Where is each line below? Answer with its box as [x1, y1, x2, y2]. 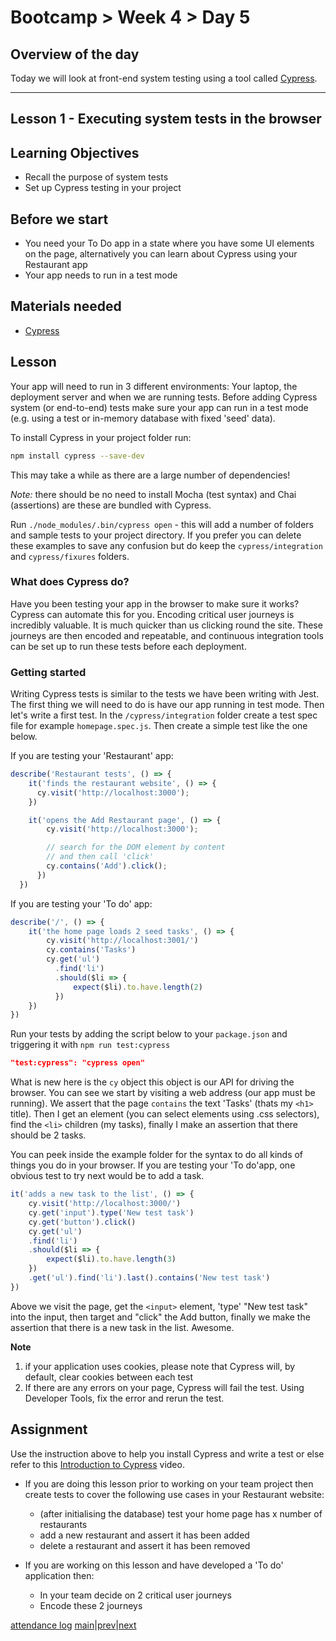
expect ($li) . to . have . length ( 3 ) [46, 1254, 177, 1265]
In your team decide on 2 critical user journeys [39, 1589, 232, 1601]
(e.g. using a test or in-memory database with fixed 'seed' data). [10, 412, 276, 424]
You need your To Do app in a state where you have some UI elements [24, 237, 315, 250]
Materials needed [10, 298, 122, 315]
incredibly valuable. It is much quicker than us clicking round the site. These [10, 619, 323, 631]
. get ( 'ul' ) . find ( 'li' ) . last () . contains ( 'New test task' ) [28, 1273, 271, 1283]
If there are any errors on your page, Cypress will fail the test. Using [24, 1381, 305, 1393]
